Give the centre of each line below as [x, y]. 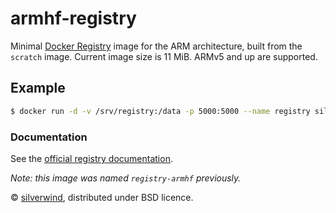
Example [38, 88]
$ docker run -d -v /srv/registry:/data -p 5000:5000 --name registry [160, 111]
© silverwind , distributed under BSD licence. [102, 197]
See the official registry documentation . [91, 158]
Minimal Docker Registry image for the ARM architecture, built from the [156, 46]
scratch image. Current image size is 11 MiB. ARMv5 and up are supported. [164, 56]
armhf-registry [73, 18]
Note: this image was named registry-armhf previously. [126, 178]
